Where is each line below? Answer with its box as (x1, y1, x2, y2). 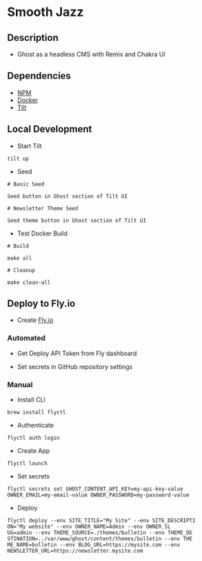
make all (7, 254, 32, 262)
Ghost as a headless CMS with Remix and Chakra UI (17, 50, 165, 58)
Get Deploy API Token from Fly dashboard (17, 349, 137, 357)
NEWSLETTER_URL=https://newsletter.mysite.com (7, 548, 143, 555)
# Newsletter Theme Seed (7, 205, 79, 212)
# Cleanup (7, 267, 36, 274)
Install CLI (17, 395, 46, 404)
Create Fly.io (17, 316, 54, 324)
